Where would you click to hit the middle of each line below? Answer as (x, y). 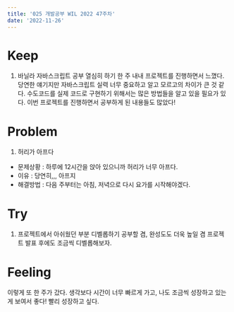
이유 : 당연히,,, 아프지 (47, 176)
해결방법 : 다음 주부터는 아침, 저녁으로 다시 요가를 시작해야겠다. (104, 185)
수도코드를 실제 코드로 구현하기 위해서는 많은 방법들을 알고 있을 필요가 (123, 93)
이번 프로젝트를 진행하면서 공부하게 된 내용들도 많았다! (101, 103)
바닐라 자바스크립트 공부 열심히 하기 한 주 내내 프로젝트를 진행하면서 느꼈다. (121, 76)
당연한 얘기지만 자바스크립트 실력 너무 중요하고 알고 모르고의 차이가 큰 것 (117, 85)
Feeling (29, 272)
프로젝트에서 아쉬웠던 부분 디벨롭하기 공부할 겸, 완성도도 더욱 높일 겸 (111, 234)
